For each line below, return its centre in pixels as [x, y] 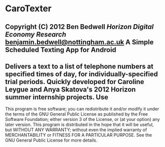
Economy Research [36, 34]
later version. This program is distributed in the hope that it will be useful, [80, 125]
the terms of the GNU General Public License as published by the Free [77, 114]
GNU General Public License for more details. [51, 140]
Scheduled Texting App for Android [61, 50]
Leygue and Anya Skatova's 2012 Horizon [70, 89]
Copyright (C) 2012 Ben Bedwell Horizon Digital [80, 27]
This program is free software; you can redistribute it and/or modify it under [82, 109]
